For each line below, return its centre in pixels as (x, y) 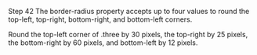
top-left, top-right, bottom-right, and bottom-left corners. (100, 19)
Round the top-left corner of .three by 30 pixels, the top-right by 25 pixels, (128, 34)
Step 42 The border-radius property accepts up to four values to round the (129, 11)
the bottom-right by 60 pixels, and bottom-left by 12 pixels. (103, 43)
